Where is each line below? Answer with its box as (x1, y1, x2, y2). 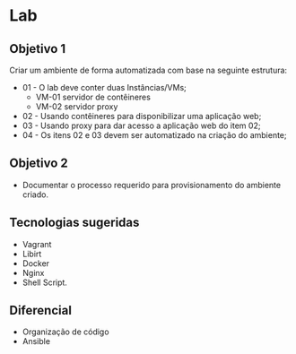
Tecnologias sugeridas (9, 215, 140, 230)
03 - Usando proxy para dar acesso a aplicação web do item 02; (22, 120, 261, 131)
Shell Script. (22, 277, 67, 288)
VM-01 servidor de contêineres (35, 91, 151, 102)
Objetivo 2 (9, 156, 69, 171)
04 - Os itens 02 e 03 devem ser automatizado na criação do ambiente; (22, 130, 287, 140)
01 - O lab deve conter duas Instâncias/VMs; (22, 82, 187, 92)
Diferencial (9, 303, 72, 318)
